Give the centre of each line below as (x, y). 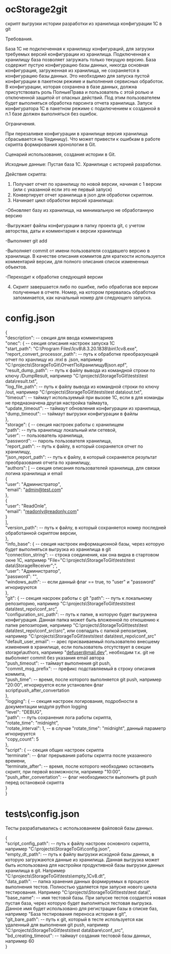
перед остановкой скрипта (35, 782)
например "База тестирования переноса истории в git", (66, 914)
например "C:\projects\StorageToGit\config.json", (58, 849)
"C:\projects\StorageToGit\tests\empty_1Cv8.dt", (56, 876)
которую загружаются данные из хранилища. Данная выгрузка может (82, 860)
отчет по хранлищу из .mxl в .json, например (54, 359)
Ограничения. (20, 124)
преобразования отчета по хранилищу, (48, 462)
